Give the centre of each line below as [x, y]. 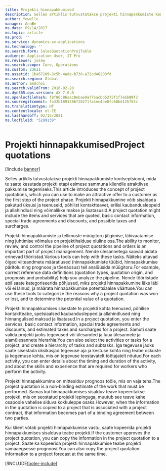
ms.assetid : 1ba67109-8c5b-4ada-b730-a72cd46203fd [58, 74]
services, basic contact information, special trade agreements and [72, 324]
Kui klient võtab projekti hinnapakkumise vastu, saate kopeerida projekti [78, 427]
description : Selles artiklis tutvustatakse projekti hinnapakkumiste [79, 14]
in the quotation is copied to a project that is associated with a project [76, 407]
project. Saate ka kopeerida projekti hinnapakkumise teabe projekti [73, 443]
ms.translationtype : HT [30, 106]
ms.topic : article [24, 33]
